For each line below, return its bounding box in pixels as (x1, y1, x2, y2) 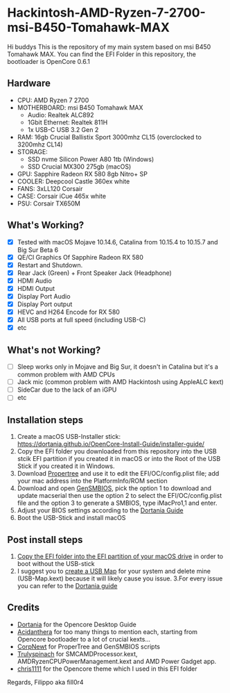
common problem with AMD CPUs (17, 370, 116, 379)
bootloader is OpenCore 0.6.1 (7, 57, 90, 65)
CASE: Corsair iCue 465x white (17, 192, 106, 200)
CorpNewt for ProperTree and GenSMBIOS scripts (17, 642, 161, 651)
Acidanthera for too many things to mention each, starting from (17, 627, 198, 636)
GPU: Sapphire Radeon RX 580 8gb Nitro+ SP (17, 169, 148, 178)
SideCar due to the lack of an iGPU (17, 385, 117, 394)
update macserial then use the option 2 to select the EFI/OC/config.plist (17, 492, 222, 500)
